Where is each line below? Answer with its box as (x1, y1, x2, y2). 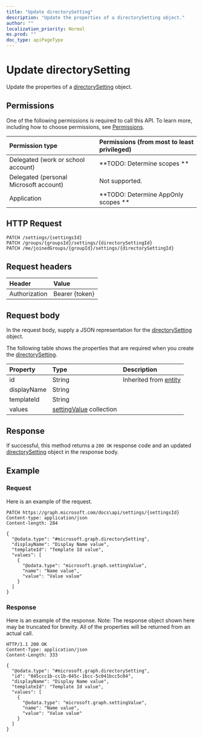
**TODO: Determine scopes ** (99, 159, 189, 167)
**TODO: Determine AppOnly (99, 190, 184, 199)
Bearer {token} (53, 290, 95, 298)
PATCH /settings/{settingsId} (6, 234, 83, 241)
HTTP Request (6, 219, 62, 229)
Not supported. (99, 176, 143, 185)
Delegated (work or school (9, 155, 85, 164)
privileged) (99, 145, 132, 153)
